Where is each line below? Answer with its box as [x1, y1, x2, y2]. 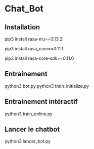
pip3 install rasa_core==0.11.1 [4, 46, 64, 51]
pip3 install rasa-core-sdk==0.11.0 [4, 55, 74, 61]
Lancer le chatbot [4, 125, 60, 134]
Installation [4, 23, 40, 31]
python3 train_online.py [4, 111, 53, 117]
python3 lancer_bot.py [4, 138, 51, 145]
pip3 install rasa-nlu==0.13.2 [4, 36, 63, 42]
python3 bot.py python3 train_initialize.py [4, 83, 90, 89]
